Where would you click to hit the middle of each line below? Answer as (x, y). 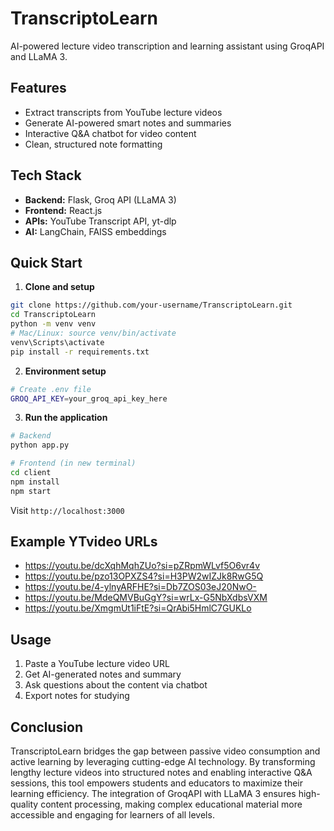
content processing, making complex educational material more (171, 804)
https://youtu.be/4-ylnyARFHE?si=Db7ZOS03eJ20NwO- (140, 587)
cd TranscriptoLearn (53, 315)
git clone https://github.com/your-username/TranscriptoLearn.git (151, 305)
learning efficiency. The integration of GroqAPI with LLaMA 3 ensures (153, 794)
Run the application (66, 418)
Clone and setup (59, 287)
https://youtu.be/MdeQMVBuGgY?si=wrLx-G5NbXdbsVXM (146, 598)
